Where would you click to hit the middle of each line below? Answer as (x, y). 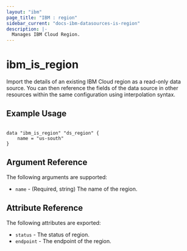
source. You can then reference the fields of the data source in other (92, 88)
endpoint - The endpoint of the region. (63, 241)
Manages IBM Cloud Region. (46, 35)
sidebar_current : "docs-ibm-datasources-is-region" (73, 23)
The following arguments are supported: (57, 177)
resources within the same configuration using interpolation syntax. (91, 94)
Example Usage (37, 114)
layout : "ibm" (24, 12)
